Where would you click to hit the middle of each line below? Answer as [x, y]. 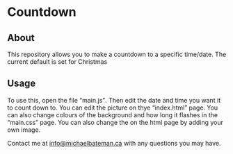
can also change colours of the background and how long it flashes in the [112, 114]
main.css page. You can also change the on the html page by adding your [117, 122]
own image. [24, 130]
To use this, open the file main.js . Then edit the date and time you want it [114, 100]
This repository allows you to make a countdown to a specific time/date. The [117, 54]
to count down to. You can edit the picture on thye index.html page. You [113, 108]
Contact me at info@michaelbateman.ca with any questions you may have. [114, 143]
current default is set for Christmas [57, 62]
